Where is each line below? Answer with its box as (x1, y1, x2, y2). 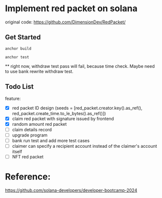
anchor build (5, 46, 32, 51)
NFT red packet (12, 154, 44, 159)
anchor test (5, 55, 29, 59)
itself (12, 149, 22, 154)
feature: (5, 96, 21, 101)
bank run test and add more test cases (12, 138, 90, 143)
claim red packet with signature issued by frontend (12, 116, 114, 121)
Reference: (5, 171, 51, 182)
